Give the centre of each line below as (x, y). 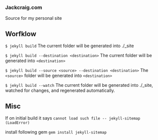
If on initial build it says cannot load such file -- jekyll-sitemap (73, 118)
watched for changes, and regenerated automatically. (60, 90)
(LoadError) (17, 123)
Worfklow (21, 34)
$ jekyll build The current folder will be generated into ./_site (70, 46)
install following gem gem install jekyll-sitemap (56, 132)
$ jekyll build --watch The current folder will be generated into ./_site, (79, 85)
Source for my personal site (34, 18)
